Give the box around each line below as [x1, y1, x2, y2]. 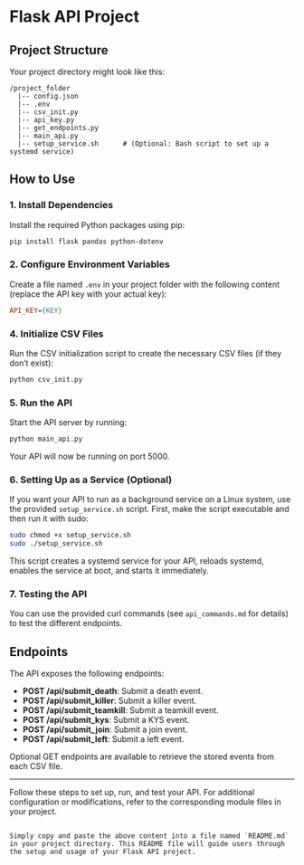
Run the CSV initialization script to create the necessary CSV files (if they [9, 348, 282, 359]
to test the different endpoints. [9, 618, 123, 629]
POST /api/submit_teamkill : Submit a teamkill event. [22, 705, 219, 716]
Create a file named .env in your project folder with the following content [9, 279, 280, 290]
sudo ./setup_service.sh [9, 539, 103, 548]
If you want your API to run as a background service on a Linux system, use [9, 494, 291, 505]
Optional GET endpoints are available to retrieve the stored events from [9, 751, 274, 762]
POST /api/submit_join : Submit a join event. [22, 724, 188, 735]
